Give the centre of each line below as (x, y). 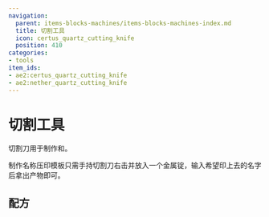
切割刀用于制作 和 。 (40, 148)
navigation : (28, 16)
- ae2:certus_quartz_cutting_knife (68, 75)
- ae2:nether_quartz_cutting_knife (68, 82)
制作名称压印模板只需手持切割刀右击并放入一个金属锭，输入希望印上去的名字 (135, 166)
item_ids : (25, 68)
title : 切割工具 (41, 30)
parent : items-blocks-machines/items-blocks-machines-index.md (123, 23)
